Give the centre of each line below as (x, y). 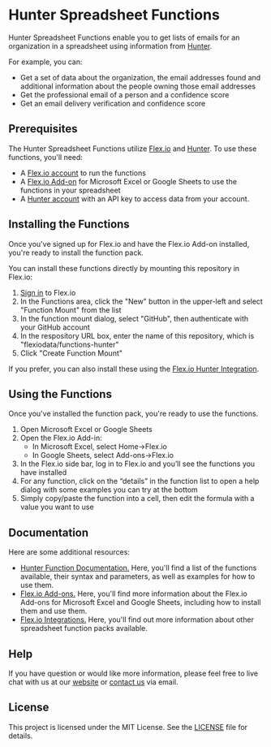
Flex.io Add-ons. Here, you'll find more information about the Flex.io (133, 594)
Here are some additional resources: (69, 552)
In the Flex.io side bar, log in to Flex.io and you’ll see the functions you (138, 464)
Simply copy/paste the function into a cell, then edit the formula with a (137, 499)
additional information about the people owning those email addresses (138, 86)
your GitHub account (55, 327)
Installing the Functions (69, 225)
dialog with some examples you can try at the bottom (109, 490)
